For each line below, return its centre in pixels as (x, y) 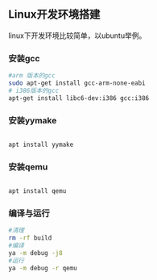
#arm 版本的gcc (32, 76)
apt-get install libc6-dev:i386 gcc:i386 (79, 98)
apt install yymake (41, 144)
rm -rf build (30, 238)
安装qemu (28, 166)
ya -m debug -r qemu (43, 268)
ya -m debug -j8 (35, 253)
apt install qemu (37, 191)
